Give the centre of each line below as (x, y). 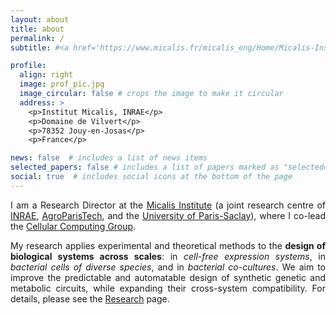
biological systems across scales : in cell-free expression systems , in (168, 256)
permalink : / (37, 38)
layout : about (40, 19)
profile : (28, 66)
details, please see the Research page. (90, 298)
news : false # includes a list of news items (109, 158)
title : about (37, 29)
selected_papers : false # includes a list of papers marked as (145, 167)
